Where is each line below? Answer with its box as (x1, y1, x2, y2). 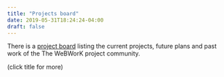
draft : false (7, 23, 45, 30)
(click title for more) (7, 63, 64, 71)
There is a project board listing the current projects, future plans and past (7, 42, 217, 51)
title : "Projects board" (7, 10, 79, 17)
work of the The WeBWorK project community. (7, 49, 141, 58)
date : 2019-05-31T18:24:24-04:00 (7, 17, 104, 24)
